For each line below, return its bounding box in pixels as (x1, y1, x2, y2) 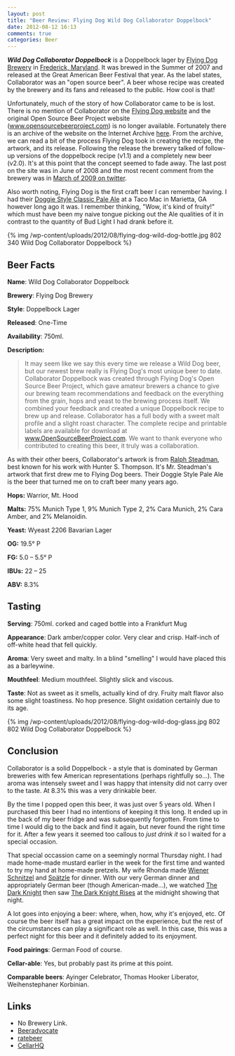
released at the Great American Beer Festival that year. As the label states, (7, 71, 222, 79)
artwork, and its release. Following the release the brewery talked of (7, 144, 204, 153)
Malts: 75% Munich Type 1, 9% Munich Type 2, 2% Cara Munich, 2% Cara (7, 504, 223, 513)
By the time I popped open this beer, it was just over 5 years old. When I (7, 799, 215, 809)
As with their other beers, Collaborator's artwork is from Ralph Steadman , (7, 455, 220, 463)
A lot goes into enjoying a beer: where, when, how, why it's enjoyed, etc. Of (7, 909, 226, 917)
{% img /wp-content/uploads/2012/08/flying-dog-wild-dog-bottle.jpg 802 (7, 231, 222, 240)
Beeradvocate (17, 1026, 58, 1035)
